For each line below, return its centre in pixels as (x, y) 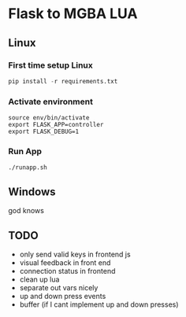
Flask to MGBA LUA (73, 14)
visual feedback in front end (65, 262)
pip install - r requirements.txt (63, 81)
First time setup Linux (50, 65)
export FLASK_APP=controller (56, 125)
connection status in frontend (67, 271)
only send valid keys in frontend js (75, 254)
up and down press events (63, 296)
